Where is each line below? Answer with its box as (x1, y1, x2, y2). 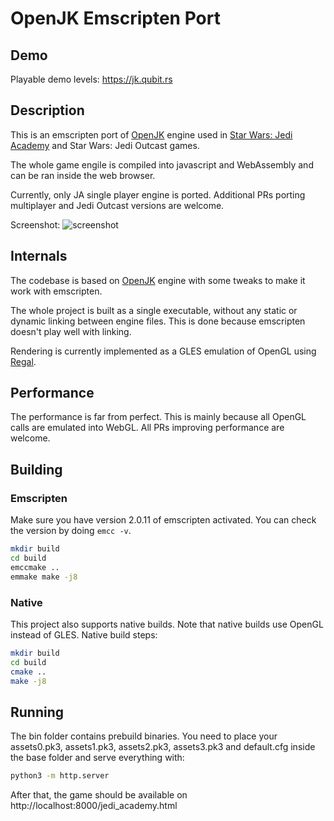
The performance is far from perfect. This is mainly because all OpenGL (10, 411, 307, 423)
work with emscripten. (10, 285, 103, 297)
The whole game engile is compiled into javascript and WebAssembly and (10, 158, 314, 171)
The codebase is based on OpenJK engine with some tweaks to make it (10, 274, 306, 286)
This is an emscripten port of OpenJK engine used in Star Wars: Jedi (10, 128, 293, 141)
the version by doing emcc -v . (10, 525, 132, 537)
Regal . (10, 355, 37, 367)
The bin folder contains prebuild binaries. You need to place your (10, 730, 278, 742)
